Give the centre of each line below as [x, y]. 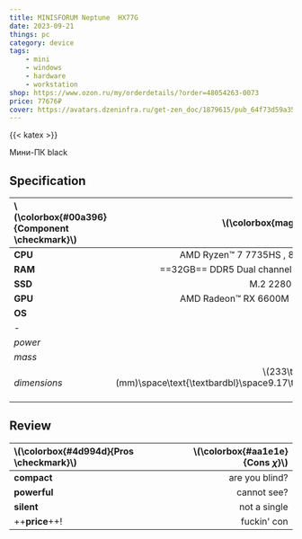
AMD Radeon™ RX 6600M [234, 299]
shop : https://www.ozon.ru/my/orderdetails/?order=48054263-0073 [134, 93]
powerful [34, 492]
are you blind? [258, 477]
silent [26, 507]
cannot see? [262, 492]
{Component [41, 228]
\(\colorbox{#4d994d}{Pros [74, 451]
